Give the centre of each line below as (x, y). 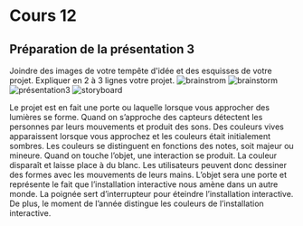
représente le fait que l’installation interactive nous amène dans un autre (144, 184)
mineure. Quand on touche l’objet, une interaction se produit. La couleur (143, 155)
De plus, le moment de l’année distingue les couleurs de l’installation (137, 203)
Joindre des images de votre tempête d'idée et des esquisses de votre (141, 71)
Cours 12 (43, 16)
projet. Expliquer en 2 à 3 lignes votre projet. (92, 80)
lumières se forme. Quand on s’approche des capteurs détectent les (136, 117)
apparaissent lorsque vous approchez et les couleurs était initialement (140, 136)
